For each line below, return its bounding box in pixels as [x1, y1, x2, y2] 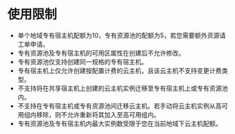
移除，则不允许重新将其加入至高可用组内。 [36, 110, 160, 118]
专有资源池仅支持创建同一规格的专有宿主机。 [17, 57, 148, 66]
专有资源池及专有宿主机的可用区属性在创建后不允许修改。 [17, 49, 185, 57]
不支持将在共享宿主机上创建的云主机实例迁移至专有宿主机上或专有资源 [17, 84, 222, 92]
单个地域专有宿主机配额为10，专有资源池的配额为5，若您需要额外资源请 [17, 31, 226, 39]
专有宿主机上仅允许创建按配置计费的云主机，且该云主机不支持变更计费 [17, 66, 222, 75]
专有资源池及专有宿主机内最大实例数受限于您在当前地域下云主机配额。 [17, 119, 222, 128]
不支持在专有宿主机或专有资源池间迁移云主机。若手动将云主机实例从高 [17, 102, 222, 110]
